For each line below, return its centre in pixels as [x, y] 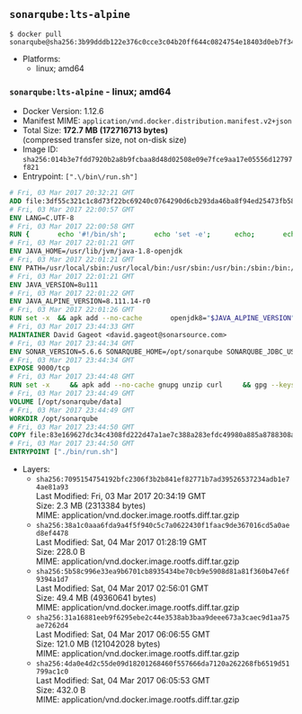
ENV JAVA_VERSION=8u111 [54, 285]
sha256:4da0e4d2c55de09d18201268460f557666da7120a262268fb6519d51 [163, 664]
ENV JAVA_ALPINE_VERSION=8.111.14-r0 [80, 301]
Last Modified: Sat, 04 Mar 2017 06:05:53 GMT [123, 681]
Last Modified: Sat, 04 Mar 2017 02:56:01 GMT [122, 588]
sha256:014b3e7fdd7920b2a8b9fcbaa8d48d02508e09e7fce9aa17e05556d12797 [157, 160]
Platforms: [41, 58]
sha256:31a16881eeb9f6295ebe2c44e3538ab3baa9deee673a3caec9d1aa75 [163, 618]
